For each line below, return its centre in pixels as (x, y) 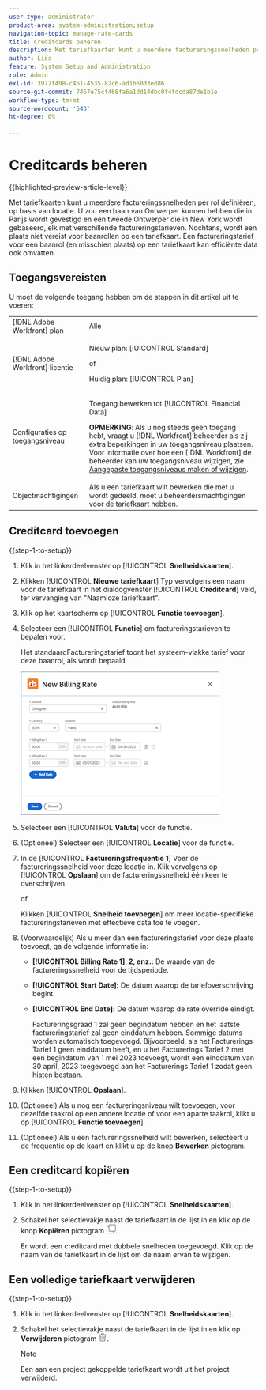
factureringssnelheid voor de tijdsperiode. (100, 969)
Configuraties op (39, 432)
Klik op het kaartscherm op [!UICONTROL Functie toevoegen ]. (122, 613)
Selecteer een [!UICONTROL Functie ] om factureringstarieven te (126, 628)
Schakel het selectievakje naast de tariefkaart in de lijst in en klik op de (135, 1220)
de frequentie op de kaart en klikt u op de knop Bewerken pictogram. (133, 1146)
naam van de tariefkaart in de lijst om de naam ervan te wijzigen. (126, 1255)
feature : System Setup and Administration (80, 67)
